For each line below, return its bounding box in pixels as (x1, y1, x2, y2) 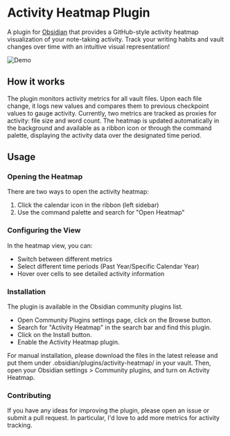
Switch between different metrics (17, 255, 113, 263)
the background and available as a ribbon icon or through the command (7, 123, 212, 132)
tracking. (7, 421, 33, 430)
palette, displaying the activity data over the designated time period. (7, 131, 202, 139)
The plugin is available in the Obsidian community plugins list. (7, 302, 184, 311)
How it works (7, 76, 65, 88)
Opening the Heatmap (7, 172, 83, 181)
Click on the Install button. (17, 331, 92, 339)
